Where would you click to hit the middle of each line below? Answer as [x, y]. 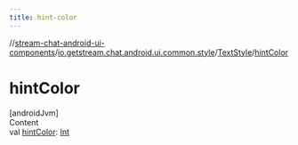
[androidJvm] [34, 113]
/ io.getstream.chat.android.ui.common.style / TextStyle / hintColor [172, 52]
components [32, 52]
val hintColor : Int [39, 132]
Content [24, 122]
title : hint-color [43, 17]
